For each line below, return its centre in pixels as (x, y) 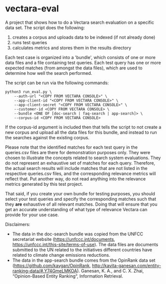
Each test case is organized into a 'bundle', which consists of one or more (81, 57)
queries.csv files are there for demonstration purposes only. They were (78, 152)
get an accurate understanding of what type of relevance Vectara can (76, 209)
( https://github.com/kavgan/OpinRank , (52, 265)
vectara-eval (32, 9)
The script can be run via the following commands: (57, 83)
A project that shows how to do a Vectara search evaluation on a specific (80, 22)
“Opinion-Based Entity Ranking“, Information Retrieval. (68, 276)
